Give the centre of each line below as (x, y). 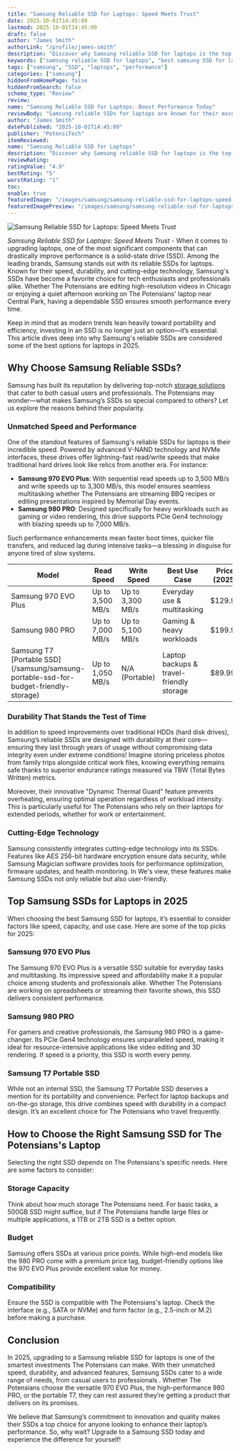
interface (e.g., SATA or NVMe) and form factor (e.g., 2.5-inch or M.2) (110, 1310)
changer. (20, 1040)
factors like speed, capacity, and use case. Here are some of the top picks (117, 926)
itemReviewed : (29, 140)
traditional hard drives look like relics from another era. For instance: (108, 465)
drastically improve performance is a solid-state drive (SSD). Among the (114, 256)
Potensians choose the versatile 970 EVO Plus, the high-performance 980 (116, 1387)
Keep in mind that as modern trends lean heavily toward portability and (112, 323)
